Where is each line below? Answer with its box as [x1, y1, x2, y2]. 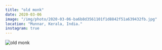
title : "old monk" [5, 7, 44, 12]
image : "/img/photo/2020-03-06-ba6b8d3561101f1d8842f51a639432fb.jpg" [5, 16, 157, 21]
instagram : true [5, 26, 39, 31]
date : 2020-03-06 [5, 12, 42, 17]
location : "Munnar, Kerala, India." [5, 21, 83, 26]
